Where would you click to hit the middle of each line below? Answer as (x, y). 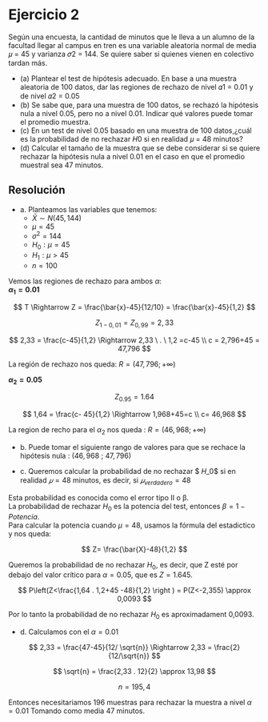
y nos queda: (30, 533)
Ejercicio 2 (44, 15)
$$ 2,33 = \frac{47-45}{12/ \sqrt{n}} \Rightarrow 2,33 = (120, 648)
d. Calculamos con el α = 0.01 (69, 632)
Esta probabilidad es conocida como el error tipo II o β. (99, 497)
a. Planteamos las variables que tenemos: (88, 209)
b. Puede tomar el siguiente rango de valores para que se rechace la (132, 447)
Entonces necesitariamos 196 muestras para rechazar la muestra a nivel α (130, 703)
